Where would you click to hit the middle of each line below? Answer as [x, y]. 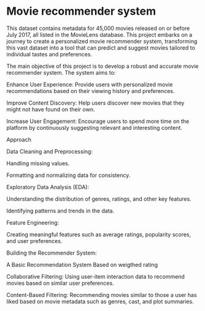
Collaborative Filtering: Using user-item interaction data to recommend [96, 276]
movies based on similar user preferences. [60, 283]
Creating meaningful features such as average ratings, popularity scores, [99, 234]
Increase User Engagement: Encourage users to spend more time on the [98, 121]
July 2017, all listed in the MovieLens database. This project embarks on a [99, 34]
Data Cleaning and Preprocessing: [50, 151]
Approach [19, 140]
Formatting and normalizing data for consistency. [68, 175]
